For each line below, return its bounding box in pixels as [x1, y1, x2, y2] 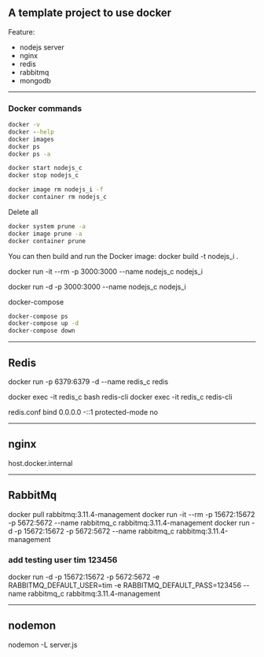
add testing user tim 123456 [8, 554, 118, 565]
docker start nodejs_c [8, 164, 82, 172]
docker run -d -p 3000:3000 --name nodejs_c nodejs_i [8, 282, 186, 291]
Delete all [8, 207, 39, 216]
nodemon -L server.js [8, 640, 78, 649]
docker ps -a [8, 149, 51, 158]
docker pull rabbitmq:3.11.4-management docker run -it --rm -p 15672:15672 [8, 509, 255, 519]
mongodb [19, 76, 51, 85]
